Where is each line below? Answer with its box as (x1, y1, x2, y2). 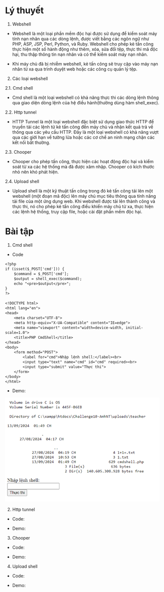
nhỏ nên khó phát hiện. (12, 169, 59, 175)
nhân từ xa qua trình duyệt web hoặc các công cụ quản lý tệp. (12, 66, 138, 72)
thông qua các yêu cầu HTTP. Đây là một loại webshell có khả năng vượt (12, 129, 159, 135)
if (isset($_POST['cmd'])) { (5, 266, 65, 271)
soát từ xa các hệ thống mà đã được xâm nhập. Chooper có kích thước (12, 164, 155, 169)
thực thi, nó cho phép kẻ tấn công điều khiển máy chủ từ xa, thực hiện (12, 203, 154, 209)
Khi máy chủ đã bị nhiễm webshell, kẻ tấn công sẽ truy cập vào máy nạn (12, 61, 158, 67)
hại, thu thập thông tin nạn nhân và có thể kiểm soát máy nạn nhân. (12, 51, 148, 57)
